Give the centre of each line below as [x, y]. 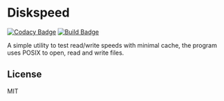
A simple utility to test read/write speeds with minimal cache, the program [112, 45]
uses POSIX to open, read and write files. [66, 53]
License [25, 74]
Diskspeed [39, 13]
